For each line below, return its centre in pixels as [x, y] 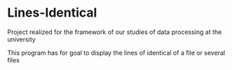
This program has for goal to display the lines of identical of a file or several [116, 53]
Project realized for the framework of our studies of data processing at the [115, 32]
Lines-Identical [52, 13]
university [22, 39]
